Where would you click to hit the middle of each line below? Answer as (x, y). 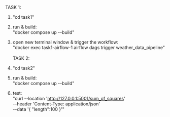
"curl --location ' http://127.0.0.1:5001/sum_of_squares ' (69, 99)
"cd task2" (24, 68)
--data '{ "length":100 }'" (38, 109)
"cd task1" (23, 17)
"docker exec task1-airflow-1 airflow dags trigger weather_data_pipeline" (89, 47)
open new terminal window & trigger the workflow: (65, 42)
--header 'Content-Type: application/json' (56, 104)
